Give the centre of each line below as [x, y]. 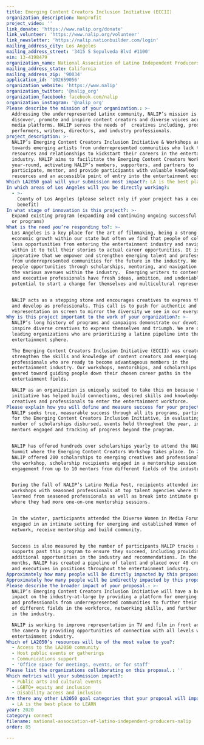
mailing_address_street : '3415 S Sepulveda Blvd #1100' [78, 52]
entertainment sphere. [40, 340]
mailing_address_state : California [51, 69]
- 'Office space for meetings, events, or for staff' [81, 665]
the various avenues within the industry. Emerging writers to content [106, 273]
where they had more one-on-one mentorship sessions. [81, 502]
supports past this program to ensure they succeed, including [93, 552]
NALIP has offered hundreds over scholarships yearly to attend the [100, 446]
